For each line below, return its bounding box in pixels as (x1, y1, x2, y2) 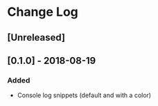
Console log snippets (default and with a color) (17, 91, 151, 100)
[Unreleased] (7, 32, 66, 43)
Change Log (7, 4, 78, 20)
